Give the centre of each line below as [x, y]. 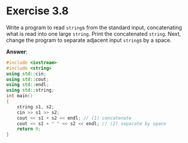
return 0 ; [29, 129]
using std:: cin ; [26, 74]
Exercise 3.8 [37, 11]
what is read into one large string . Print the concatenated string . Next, [94, 33]
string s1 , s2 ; [36, 107]
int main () [20, 96]
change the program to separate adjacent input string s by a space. [89, 40]
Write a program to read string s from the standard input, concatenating [94, 27]
